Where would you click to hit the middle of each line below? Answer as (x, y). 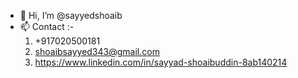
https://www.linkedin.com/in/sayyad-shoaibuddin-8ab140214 (161, 62)
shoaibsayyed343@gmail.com (97, 51)
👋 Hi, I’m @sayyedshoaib (71, 15)
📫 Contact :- (47, 26)
